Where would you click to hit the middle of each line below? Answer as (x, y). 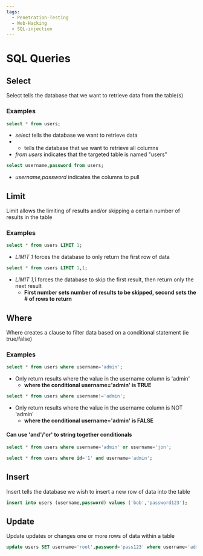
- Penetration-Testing (40, 18)
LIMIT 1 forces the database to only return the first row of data (92, 257)
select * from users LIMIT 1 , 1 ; (47, 268)
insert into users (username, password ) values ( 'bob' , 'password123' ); (97, 503)
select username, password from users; (55, 166)
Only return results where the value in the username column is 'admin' (102, 379)
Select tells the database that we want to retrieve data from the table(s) (95, 96)
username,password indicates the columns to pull (77, 177)
